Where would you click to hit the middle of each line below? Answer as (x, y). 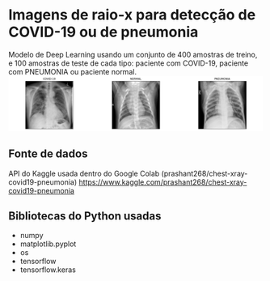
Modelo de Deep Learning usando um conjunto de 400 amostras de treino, (133, 54)
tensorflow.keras (48, 270)
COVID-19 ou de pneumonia (103, 32)
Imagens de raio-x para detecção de (132, 15)
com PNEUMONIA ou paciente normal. (73, 71)
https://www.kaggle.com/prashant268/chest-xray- (163, 182)
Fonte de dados (48, 154)
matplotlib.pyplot (48, 244)
